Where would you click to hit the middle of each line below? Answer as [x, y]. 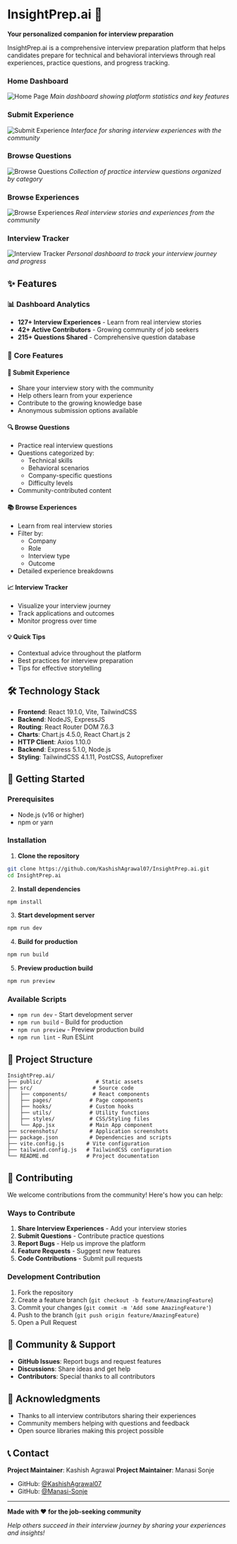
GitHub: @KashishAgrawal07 [60, 1484]
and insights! [26, 1533]
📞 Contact [28, 1453]
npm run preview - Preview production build [81, 1030]
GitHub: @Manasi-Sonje [53, 1492]
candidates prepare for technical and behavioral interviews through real [111, 55]
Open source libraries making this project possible [91, 1431]
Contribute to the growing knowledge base [80, 403]
